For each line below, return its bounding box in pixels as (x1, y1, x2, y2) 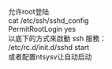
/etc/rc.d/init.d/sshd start (8, 43, 90, 52)
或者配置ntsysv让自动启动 (8, 52, 92, 61)
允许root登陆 (8, 7, 50, 16)
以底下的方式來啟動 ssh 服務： (8, 34, 106, 43)
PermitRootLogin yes (8, 25, 77, 33)
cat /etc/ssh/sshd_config (8, 16, 89, 25)
